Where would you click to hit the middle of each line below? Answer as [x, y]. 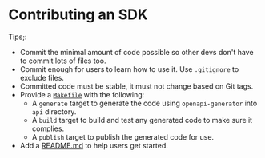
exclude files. [42, 77]
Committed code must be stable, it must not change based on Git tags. [137, 86]
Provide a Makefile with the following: [82, 94]
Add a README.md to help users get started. [94, 145]
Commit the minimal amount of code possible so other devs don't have [137, 52]
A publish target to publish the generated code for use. [123, 136]
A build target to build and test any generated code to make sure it [142, 120]
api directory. [54, 111]
